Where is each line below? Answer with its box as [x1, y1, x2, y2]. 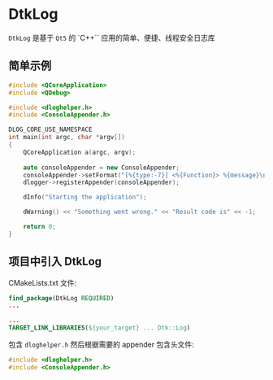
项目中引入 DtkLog [8, 255, 102, 269]
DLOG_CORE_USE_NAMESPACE [8, 125, 93, 134]
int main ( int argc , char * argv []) [8, 133, 126, 142]
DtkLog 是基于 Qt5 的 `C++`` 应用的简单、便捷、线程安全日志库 [8, 33, 215, 42]
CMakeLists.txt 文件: [8, 277, 77, 287]
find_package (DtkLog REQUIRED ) [8, 294, 115, 302]
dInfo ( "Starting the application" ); [23, 193, 148, 202]
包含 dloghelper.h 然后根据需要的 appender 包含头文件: [8, 339, 195, 350]
